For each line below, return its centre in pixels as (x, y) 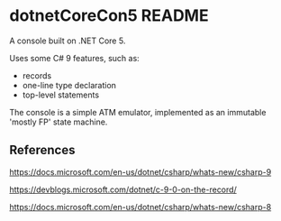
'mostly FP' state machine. (59, 122)
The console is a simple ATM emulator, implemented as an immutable (138, 112)
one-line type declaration (69, 85)
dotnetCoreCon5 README (109, 16)
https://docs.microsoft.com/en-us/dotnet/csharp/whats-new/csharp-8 (140, 207)
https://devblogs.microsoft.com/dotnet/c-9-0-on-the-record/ (123, 189)
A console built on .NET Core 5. (68, 41)
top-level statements (61, 95)
